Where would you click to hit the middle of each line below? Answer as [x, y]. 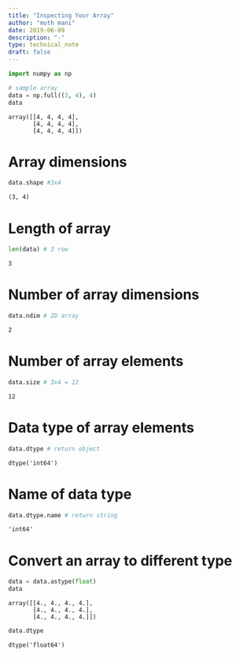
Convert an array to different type [120, 560]
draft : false [30, 52]
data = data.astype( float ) [52, 582]
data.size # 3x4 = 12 [44, 382]
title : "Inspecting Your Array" [61, 15]
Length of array [60, 228]
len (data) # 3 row [38, 249]
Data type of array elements [101, 427]
